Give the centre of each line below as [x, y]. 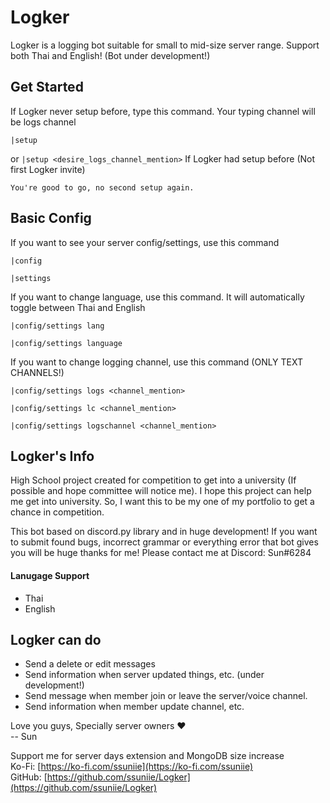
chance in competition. [57, 512]
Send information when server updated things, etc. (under [144, 675]
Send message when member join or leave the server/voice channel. [166, 696]
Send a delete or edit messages [90, 664]
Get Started [47, 87]
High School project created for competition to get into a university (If [153, 480]
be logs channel [43, 122]
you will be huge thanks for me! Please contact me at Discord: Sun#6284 [161, 553]
